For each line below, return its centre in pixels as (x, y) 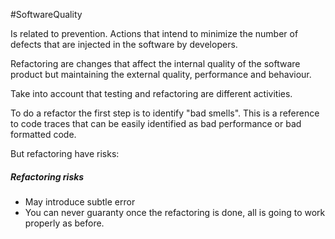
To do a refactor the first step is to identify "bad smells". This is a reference (165, 113)
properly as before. (64, 223)
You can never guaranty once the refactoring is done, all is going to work (175, 212)
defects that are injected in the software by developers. (124, 44)
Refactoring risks (47, 176)
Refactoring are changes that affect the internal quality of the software (155, 63)
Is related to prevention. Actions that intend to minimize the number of (154, 33)
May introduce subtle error (80, 201)
